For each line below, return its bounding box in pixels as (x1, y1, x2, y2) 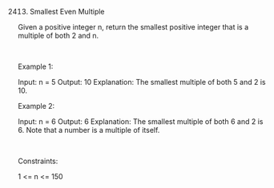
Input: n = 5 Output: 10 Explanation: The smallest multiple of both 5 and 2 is (18, 78, 266, 86)
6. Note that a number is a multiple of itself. (18, 126, 160, 134)
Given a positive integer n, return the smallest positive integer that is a (18, 22, 249, 31)
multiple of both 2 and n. (18, 31, 99, 40)
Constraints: (18, 156, 58, 166)
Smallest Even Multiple (29, 7, 105, 16)
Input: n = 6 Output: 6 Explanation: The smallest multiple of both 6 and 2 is (18, 117, 264, 126)
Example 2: (18, 102, 55, 110)
